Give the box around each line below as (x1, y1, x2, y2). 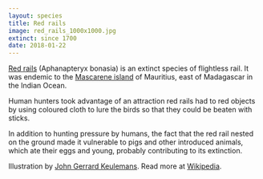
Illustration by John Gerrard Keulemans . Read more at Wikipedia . (8, 161, 222, 171)
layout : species (8, 11, 63, 20)
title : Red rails (8, 19, 67, 27)
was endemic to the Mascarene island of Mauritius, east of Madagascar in (8, 72, 253, 82)
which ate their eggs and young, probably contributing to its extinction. (8, 146, 243, 156)
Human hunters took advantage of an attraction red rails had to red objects (8, 96, 256, 106)
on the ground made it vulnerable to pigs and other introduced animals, (8, 137, 244, 147)
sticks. (8, 113, 30, 123)
